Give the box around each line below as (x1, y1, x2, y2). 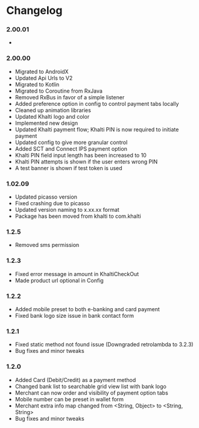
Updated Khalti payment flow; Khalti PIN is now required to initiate (14, 125, 179, 133)
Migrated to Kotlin (14, 81, 60, 88)
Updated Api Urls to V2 (14, 74, 73, 82)
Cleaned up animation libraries (14, 107, 92, 114)
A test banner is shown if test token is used (14, 164, 122, 171)
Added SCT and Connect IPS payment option (14, 145, 128, 152)
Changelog (6, 4, 63, 18)
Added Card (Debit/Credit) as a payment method (14, 376, 136, 383)
